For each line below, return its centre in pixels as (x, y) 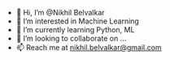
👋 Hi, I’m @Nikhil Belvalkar (60, 13)
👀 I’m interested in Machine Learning (78, 21)
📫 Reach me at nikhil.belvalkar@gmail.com (89, 47)
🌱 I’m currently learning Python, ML (75, 30)
